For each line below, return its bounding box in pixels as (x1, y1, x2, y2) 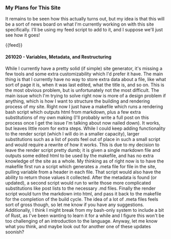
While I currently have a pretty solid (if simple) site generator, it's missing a (5, 65, 162, 71)
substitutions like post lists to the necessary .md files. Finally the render (5, 185, 156, 191)
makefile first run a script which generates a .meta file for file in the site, (5, 163, 157, 169)
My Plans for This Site (5, 4, 61, 11)
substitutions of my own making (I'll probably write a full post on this (5, 114, 149, 121)
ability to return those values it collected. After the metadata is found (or (5, 174, 157, 181)
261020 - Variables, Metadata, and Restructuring (5, 53, 112, 60)
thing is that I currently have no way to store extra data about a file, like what (5, 76, 166, 82)
